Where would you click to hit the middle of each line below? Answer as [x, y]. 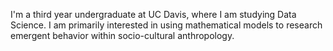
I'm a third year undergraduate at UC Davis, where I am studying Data [153, 14]
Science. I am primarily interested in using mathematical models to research [166, 25]
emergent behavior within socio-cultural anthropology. [122, 35]
